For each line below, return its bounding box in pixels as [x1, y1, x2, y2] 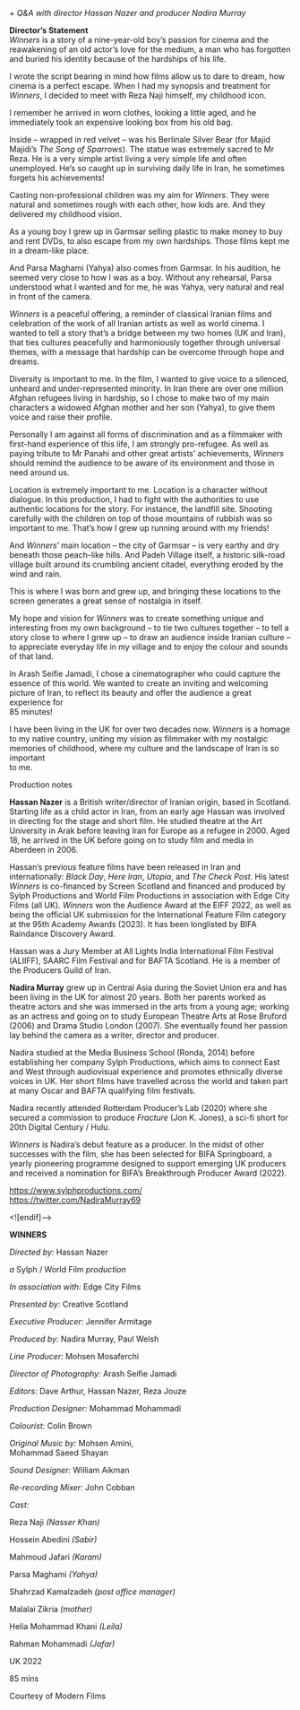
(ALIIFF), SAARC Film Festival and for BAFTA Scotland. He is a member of [9, 955, 280, 966]
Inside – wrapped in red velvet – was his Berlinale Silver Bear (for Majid [9, 135, 271, 144]
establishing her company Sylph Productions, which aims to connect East [9, 1057, 280, 1067]
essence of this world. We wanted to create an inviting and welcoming [9, 678, 269, 689]
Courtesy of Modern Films [9, 1690, 106, 1701]
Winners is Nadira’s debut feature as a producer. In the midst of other [9, 1139, 264, 1150]
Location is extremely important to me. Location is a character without [9, 484, 268, 495]
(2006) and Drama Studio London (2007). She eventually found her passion [9, 1020, 288, 1030]
